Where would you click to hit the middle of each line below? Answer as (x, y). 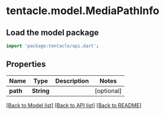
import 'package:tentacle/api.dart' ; (53, 46)
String (41, 90)
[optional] (108, 90)
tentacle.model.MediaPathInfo (83, 11)
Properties (26, 64)
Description (72, 81)
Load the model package (53, 33)
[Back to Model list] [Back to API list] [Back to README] (74, 105)
